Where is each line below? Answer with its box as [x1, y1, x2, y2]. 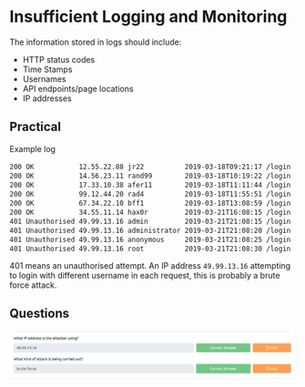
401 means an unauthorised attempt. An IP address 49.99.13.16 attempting [9, 260, 291, 270]
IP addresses [22, 93, 72, 104]
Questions [9, 306, 70, 321]
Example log [9, 143, 56, 154]
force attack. [9, 280, 57, 290]
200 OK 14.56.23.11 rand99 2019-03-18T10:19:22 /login [9, 171, 291, 180]
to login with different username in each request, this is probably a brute [9, 270, 280, 280]
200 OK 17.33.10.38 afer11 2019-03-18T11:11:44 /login [9, 180, 291, 189]
